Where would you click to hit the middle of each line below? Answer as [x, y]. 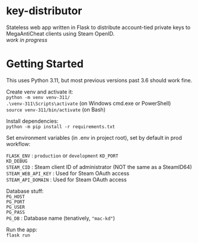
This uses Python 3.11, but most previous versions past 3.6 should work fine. [99, 80]
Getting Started [45, 64]
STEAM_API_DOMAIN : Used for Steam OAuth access [66, 180]
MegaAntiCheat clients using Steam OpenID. [60, 33]
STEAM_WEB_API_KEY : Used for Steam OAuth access [68, 173]
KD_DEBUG [17, 161]
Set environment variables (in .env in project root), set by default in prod [94, 138]
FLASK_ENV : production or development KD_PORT [62, 155]
